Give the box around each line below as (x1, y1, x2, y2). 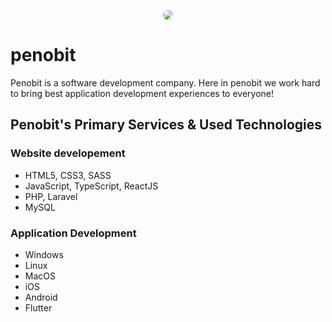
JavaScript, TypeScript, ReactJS (24, 180, 159, 192)
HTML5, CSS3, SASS (24, 169, 112, 181)
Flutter (24, 301, 53, 314)
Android (24, 291, 58, 303)
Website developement (10, 146, 126, 160)
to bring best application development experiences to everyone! (10, 87, 275, 99)
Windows (24, 248, 64, 260)
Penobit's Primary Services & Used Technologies (10, 116, 323, 134)
